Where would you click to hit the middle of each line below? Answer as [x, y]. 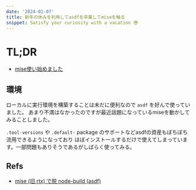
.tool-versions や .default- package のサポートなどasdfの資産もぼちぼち [97, 132]
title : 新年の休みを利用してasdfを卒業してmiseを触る [66, 17]
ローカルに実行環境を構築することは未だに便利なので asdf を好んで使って [96, 105]
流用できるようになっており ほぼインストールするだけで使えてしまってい [94, 140]
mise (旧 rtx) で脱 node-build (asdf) [58, 181]
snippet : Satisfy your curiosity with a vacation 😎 [72, 22]
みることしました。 [30, 120]
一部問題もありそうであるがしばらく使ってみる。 [75, 147]
